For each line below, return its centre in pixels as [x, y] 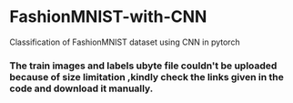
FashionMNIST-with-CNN [108, 17]
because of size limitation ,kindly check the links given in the [147, 77]
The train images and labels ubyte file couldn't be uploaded [143, 66]
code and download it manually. [81, 88]
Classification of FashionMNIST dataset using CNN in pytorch [125, 42]
